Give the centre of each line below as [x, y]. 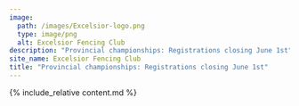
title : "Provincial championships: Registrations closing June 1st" [139, 68]
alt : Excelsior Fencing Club [71, 42]
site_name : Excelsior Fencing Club [75, 59]
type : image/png [47, 34]
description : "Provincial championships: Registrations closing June [141, 51]
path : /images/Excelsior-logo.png [81, 26]
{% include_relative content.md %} [73, 92]
